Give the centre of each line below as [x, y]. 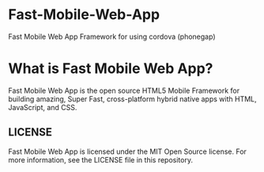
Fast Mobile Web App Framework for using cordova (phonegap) [112, 36]
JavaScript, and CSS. [43, 107]
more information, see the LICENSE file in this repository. [101, 159]
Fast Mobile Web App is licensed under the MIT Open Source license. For [128, 151]
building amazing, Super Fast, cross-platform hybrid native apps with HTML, [132, 99]
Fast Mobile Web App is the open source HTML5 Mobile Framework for [124, 90]
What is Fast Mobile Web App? [111, 69]
